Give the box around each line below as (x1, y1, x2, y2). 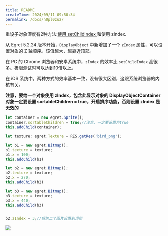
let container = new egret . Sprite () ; (5, 115, 84, 121)
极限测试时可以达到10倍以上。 (14, 65, 76, 71)
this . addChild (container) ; (5, 125, 62, 130)
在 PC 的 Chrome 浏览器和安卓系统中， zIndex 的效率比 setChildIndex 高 (5, 59, 154, 65)
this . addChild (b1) (5, 157, 44, 162)
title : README (5, 7, 35, 13)
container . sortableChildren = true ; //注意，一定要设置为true (5, 120, 129, 125)
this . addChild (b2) (5, 180, 44, 185)
